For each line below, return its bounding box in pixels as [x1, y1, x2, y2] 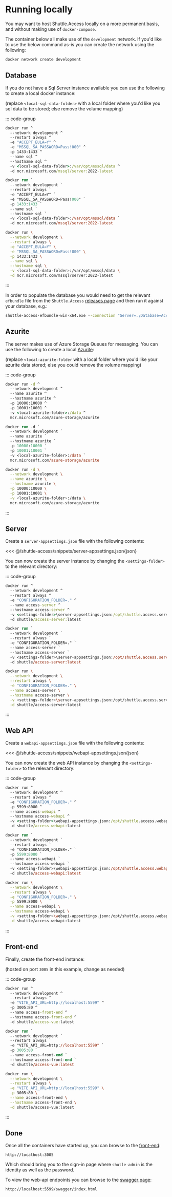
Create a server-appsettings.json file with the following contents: [5, 538, 145, 544]
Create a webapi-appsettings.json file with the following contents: [5, 740, 145, 746]
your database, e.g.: [5, 303, 48, 309]
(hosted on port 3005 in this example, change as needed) [5, 966, 125, 972]
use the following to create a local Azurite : [5, 346, 95, 352]
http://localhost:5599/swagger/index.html [5, 1187, 97, 1192]
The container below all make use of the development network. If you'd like [5, 36, 162, 42]
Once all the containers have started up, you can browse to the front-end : [5, 1143, 161, 1149]
